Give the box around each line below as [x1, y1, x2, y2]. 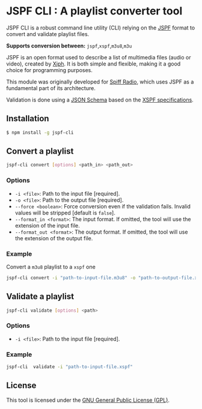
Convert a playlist [6, 146, 74, 157]
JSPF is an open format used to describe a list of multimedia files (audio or [6, 53, 191, 61]
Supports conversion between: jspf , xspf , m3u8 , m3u [6, 42, 132, 49]
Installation [6, 114, 49, 124]
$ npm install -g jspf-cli [6, 129, 74, 136]
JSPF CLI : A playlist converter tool [6, 4, 183, 18]
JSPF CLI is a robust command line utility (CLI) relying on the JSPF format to [6, 24, 195, 31]
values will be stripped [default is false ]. [14, 209, 115, 216]
